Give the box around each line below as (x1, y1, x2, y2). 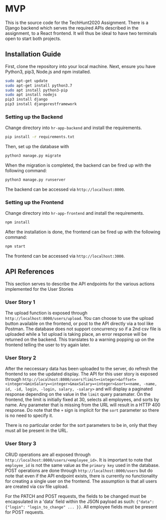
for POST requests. (5, 509, 45, 515)
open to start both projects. (5, 36, 61, 42)
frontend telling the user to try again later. (5, 342, 91, 348)
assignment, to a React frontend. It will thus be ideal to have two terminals (5, 30, 157, 36)
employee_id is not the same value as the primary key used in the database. (5, 462, 160, 468)
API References (5, 267, 54, 276)
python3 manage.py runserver (5, 177, 66, 183)
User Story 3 (5, 440, 36, 447)
